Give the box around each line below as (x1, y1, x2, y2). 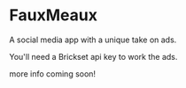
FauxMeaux (9, 5, 97, 26)
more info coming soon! (9, 68, 96, 79)
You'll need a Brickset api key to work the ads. (9, 51, 178, 62)
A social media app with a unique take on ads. (9, 34, 177, 45)
